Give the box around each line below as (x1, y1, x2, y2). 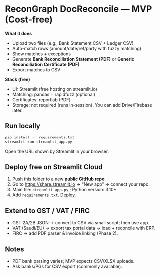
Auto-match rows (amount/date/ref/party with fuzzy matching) (12, 45, 141, 51)
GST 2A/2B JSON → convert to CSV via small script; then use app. (12, 220, 150, 226)
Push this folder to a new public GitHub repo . (12, 176, 106, 182)
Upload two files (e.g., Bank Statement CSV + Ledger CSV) (12, 40, 134, 46)
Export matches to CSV (12, 66, 61, 73)
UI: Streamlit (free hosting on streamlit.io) (12, 86, 97, 92)
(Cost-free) (5, 14, 53, 25)
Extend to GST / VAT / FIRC (5, 206, 90, 215)
